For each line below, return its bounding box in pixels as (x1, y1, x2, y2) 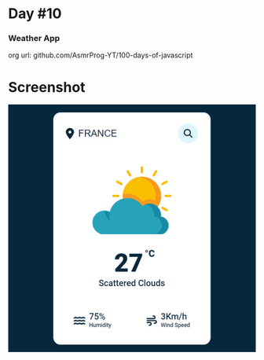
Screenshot (8, 78, 86, 96)
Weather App (8, 33, 60, 44)
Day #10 (8, 5, 62, 23)
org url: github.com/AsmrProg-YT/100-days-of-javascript (8, 50, 193, 60)
